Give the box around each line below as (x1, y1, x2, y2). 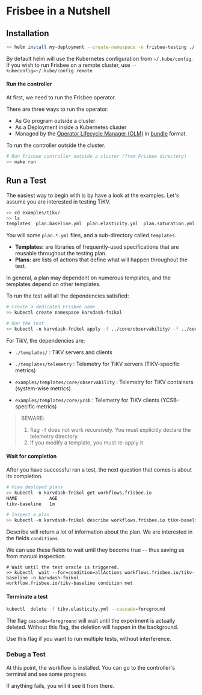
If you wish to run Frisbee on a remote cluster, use (6, 61, 130, 69)
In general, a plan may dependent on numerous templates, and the (6, 274, 171, 281)
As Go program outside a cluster (14, 117, 96, 125)
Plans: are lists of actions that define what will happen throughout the (14, 256, 188, 263)
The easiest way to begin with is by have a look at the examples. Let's (6, 192, 179, 199)
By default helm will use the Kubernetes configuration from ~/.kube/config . (6, 55, 193, 62)
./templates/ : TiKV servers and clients (14, 348, 113, 356)
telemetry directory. (29, 432, 79, 440)
